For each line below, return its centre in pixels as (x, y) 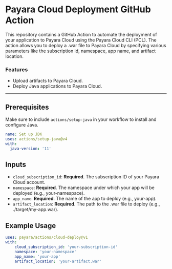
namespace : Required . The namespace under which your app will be (84, 188)
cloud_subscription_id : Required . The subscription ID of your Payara (86, 177)
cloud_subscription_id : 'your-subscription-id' (66, 247)
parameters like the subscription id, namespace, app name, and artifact (81, 51)
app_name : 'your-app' (37, 256)
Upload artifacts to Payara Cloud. (48, 81)
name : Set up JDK (24, 134)
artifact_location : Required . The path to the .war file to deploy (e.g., (86, 204)
